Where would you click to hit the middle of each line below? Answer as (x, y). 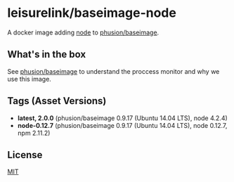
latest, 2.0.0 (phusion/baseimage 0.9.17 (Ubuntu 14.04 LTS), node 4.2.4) (123, 118)
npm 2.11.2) (34, 133)
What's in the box (47, 54)
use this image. (29, 79)
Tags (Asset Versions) (57, 101)
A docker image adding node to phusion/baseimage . (83, 32)
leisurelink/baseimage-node (92, 13)
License (25, 155)
